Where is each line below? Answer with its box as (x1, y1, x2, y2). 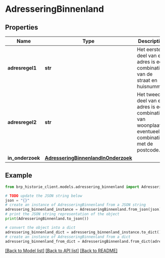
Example (5, 171, 32, 180)
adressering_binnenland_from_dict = (5, 239, 80, 244)
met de (137, 141, 153, 147)
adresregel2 (7, 119, 37, 125)
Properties (5, 23, 38, 32)
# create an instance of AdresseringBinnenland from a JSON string (5, 202, 146, 208)
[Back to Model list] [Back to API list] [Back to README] (5, 248, 118, 254)
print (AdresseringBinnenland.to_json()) (5, 216, 89, 221)
